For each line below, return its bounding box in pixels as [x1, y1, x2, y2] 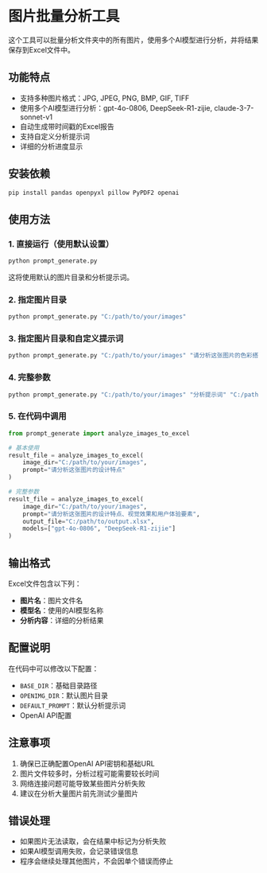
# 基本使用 [8, 443, 40, 452]
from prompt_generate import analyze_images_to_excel [8, 429, 191, 438]
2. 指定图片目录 [8, 294, 68, 305]
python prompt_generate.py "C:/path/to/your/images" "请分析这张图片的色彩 [8, 352, 253, 360]
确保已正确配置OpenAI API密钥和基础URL [19, 758, 155, 768]
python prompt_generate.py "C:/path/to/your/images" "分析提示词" [8, 391, 226, 399]
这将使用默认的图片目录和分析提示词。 [8, 272, 133, 282]
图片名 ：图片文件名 [19, 596, 83, 605]
